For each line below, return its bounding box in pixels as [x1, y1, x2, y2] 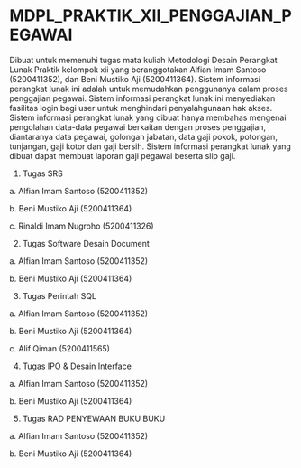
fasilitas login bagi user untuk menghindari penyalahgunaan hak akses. [9, 102, 273, 113]
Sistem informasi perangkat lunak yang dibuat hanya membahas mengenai [9, 112, 287, 123]
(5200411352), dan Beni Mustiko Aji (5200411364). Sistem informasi [9, 73, 261, 84]
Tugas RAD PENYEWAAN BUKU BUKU [22, 413, 166, 424]
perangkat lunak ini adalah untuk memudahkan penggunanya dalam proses [9, 83, 288, 94]
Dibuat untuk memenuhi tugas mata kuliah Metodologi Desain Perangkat [9, 54, 278, 65]
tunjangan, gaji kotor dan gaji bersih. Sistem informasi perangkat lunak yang [9, 141, 291, 152]
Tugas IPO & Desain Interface [22, 360, 132, 371]
